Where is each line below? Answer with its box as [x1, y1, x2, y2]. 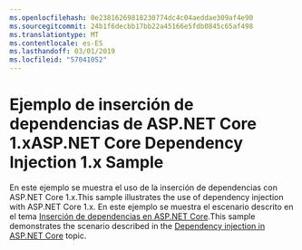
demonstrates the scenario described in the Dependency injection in [9, 220, 266, 231]
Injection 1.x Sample [9, 152, 164, 173]
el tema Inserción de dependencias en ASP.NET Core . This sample [9, 210, 256, 222]
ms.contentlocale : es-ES [9, 38, 103, 48]
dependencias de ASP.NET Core [9, 114, 257, 134]
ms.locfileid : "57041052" [9, 55, 107, 64]
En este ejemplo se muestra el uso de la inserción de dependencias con [9, 182, 278, 193]
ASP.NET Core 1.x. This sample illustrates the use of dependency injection [9, 191, 284, 202]
